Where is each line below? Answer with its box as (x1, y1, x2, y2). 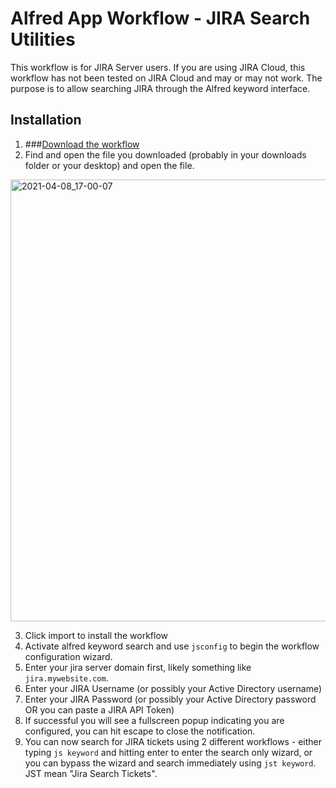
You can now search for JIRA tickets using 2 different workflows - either (24, 735, 322, 747)
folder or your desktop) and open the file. (24, 159, 195, 171)
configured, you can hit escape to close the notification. (24, 725, 256, 737)
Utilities (10, 28, 76, 51)
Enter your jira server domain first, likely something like (24, 661, 252, 673)
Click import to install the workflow (24, 629, 169, 641)
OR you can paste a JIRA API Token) (24, 703, 175, 716)
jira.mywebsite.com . (24, 672, 109, 684)
